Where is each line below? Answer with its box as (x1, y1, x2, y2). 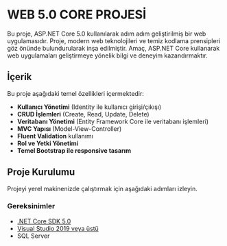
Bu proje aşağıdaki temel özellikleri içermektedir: (7, 89, 144, 97)
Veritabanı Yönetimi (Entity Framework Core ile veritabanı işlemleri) (16, 117, 209, 125)
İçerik (7, 71, 32, 83)
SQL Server (16, 232, 50, 240)
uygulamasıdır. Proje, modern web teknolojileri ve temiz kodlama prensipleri (7, 36, 221, 45)
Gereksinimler (7, 201, 56, 211)
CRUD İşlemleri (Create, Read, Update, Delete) (16, 110, 150, 118)
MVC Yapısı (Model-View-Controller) (16, 124, 122, 133)
